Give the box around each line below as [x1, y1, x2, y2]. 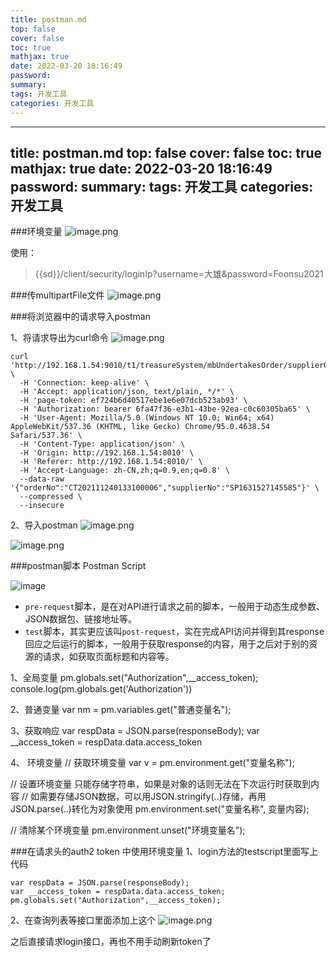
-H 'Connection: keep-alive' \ [19, 378, 150, 388]
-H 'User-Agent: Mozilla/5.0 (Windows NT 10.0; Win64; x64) [19, 413, 275, 423]
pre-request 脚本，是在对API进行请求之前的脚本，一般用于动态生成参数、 [24, 601, 325, 613]
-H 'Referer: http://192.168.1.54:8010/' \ [19, 457, 203, 467]
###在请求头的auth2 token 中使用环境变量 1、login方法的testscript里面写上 [10, 846, 319, 858]
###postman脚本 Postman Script [10, 560, 147, 572]
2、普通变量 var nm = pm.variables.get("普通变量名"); [10, 704, 232, 716]
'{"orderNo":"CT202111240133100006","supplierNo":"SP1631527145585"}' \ [10, 483, 320, 493]
